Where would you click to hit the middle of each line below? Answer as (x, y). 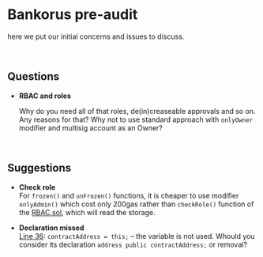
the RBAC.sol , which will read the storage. (87, 212)
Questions (34, 77)
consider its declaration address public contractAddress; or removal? (133, 244)
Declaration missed (51, 228)
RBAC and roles (45, 96)
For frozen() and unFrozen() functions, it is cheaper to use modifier (129, 195)
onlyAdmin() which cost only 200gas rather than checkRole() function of (136, 204)
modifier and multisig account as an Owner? (91, 127)
